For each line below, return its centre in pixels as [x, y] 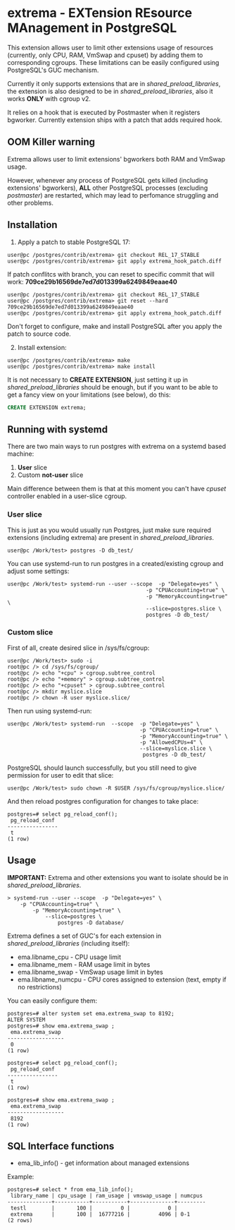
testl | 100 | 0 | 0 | [94, 1208]
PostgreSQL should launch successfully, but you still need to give [102, 768]
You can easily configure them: [52, 1001]
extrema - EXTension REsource [100, 13]
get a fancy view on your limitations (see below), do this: [89, 394]
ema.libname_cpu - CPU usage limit [69, 957]
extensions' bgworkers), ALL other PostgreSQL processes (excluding [108, 188]
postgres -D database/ [91, 922]
